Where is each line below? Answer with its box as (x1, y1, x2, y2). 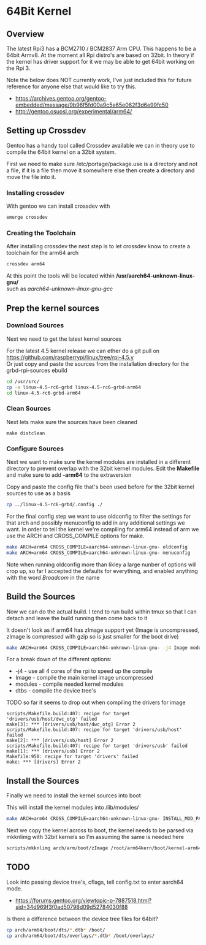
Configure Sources (6, 444, 64, 453)
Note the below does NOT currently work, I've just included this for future (6, 77, 192, 83)
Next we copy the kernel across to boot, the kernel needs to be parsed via (6, 827, 194, 834)
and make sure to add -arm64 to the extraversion (6, 471, 132, 479)
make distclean (6, 430, 45, 436)
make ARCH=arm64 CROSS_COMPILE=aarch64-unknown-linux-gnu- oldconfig (6, 544, 188, 550)
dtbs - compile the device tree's (15, 687, 96, 694)
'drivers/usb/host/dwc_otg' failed (6, 716, 97, 723)
